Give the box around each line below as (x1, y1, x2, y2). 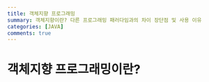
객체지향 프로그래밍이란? (7, 62, 141, 77)
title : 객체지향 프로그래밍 (7, 10, 75, 17)
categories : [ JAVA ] (7, 23, 64, 30)
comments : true (7, 29, 52, 37)
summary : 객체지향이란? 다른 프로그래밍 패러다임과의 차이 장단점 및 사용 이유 (7, 17, 202, 24)
